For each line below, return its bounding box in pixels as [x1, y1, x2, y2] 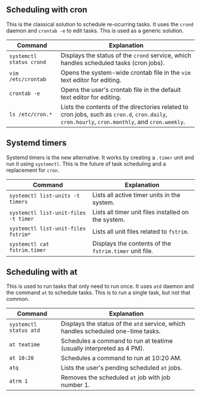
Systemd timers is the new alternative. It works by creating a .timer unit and [6, 153, 194, 161]
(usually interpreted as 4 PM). [60, 344, 145, 353]
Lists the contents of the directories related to [60, 103, 188, 111]
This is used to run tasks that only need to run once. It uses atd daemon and [6, 283, 194, 290]
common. [6, 296, 30, 303]
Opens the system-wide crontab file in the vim [60, 68, 191, 76]
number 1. [60, 381, 90, 389]
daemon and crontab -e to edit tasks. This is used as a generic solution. [6, 27, 184, 34]
